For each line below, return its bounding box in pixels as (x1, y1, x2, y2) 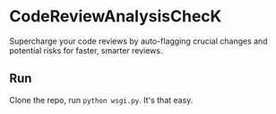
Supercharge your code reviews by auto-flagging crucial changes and (9, 36, 268, 46)
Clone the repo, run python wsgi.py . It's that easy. (9, 94, 194, 105)
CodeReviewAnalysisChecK (9, 6, 222, 27)
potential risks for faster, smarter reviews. (9, 45, 163, 55)
